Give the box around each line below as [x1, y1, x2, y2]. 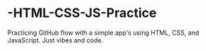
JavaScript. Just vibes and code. [7, 35, 104, 44]
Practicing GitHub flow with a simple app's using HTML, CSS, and [7, 28, 200, 37]
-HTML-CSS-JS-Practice [7, 5, 157, 21]
